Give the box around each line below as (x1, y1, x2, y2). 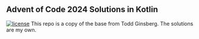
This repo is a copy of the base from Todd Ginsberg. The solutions (30, 20, 194, 27)
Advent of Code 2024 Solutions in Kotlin (6, 5, 159, 15)
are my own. (6, 26, 37, 33)
